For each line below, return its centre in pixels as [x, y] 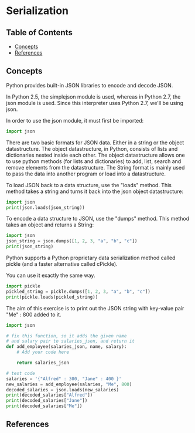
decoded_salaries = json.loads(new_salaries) [62, 390]
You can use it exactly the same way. [51, 275]
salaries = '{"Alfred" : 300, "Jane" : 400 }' [64, 379]
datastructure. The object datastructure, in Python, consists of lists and [92, 148]
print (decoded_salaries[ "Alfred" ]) [49, 395]
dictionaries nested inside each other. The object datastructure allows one [96, 155]
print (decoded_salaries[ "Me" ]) [44, 406]
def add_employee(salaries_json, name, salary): [66, 347]
